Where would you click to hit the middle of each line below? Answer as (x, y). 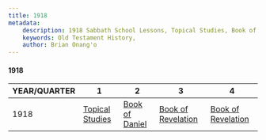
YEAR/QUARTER (44, 91)
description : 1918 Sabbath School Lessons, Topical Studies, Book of (140, 30)
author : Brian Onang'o (60, 45)
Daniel (135, 124)
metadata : (25, 23)
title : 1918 (28, 15)
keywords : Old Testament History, (79, 38)
